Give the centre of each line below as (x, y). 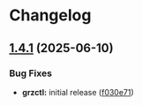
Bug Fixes (31, 73)
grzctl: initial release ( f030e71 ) (78, 92)
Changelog (50, 15)
